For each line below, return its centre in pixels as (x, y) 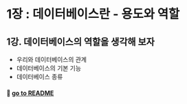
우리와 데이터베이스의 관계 (52, 60)
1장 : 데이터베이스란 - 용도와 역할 (93, 14)
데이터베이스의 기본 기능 (49, 68)
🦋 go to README (30, 93)
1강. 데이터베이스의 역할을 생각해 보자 (81, 42)
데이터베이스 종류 (40, 77)
